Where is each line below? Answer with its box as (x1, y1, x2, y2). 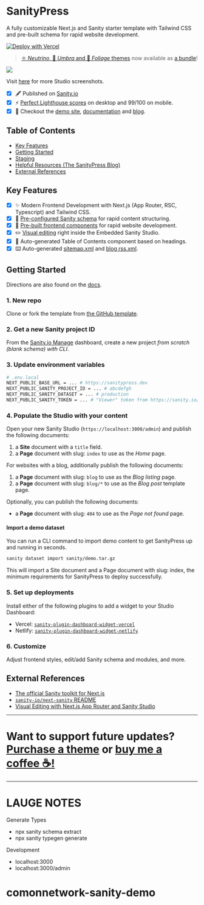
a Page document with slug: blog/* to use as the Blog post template (15, 480, 185, 487)
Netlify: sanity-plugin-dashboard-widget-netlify (15, 626, 138, 634)
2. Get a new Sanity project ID (6, 325, 95, 333)
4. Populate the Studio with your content (6, 411, 128, 420)
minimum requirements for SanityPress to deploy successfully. (6, 573, 163, 580)
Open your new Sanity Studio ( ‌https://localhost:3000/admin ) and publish (6, 425, 192, 432)
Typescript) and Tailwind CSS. (15, 208, 91, 215)
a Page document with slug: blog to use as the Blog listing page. (15, 473, 176, 481)
